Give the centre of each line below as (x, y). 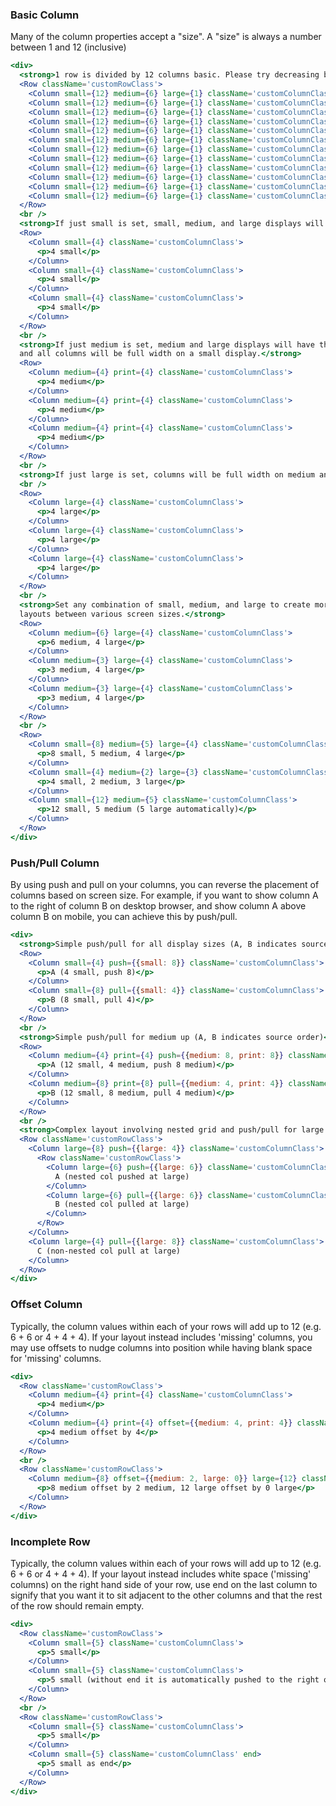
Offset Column (46, 1305)
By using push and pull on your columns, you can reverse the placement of (165, 885)
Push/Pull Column (55, 863)
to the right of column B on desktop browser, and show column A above (158, 906)
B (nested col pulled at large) (122, 1204)
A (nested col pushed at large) (122, 1176)
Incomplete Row (50, 1541)
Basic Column (45, 15)
